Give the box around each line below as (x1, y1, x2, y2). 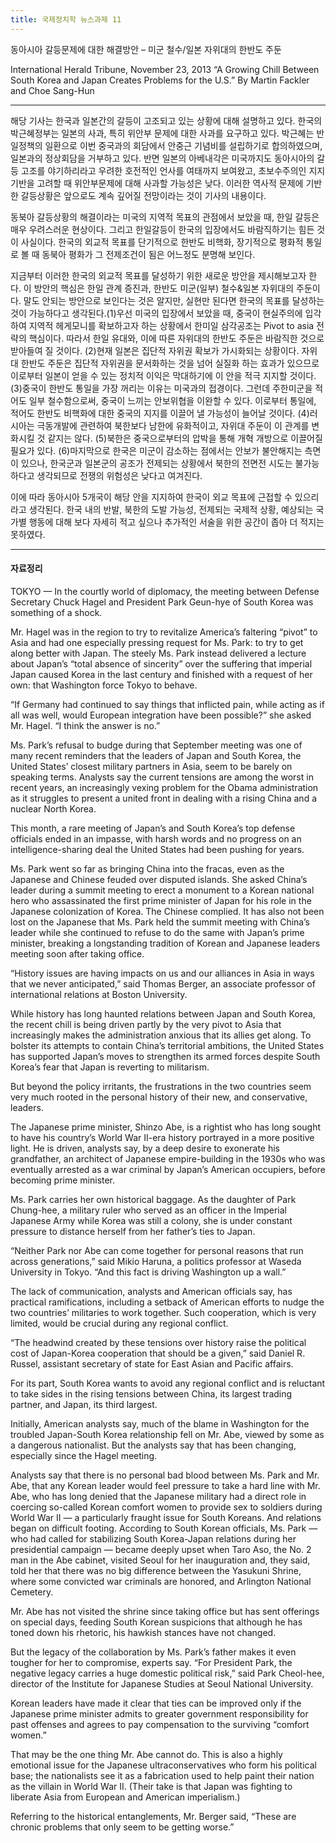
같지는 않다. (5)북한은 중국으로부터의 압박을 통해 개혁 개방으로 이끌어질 (47, 432, 323, 444)
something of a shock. (10, 606, 103, 618)
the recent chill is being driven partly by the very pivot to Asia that (10, 1018, 282, 1030)
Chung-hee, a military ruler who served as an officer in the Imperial (10, 1204, 287, 1216)
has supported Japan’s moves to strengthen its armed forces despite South (10, 1050, 321, 1062)
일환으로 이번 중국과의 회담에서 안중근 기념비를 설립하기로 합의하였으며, (44, 139, 323, 151)
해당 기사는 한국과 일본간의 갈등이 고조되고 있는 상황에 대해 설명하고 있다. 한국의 (10, 114, 323, 126)
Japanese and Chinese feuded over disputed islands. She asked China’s (10, 873, 308, 885)
